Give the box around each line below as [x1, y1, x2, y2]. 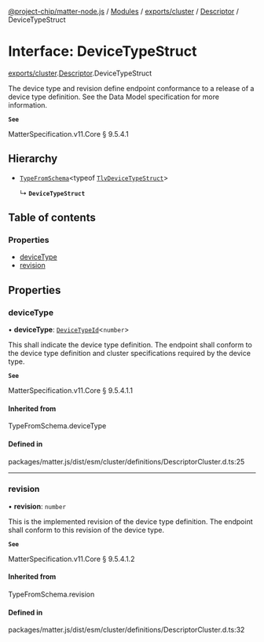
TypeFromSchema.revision [8, 589, 95, 600]
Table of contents [8, 211, 96, 225]
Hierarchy [8, 152, 58, 166]
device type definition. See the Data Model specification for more [8, 92, 220, 101]
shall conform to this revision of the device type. [8, 525, 165, 534]
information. [8, 100, 48, 109]
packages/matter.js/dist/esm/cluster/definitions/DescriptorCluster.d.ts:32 [8, 625, 245, 635]
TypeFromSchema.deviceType [8, 421, 107, 431]
